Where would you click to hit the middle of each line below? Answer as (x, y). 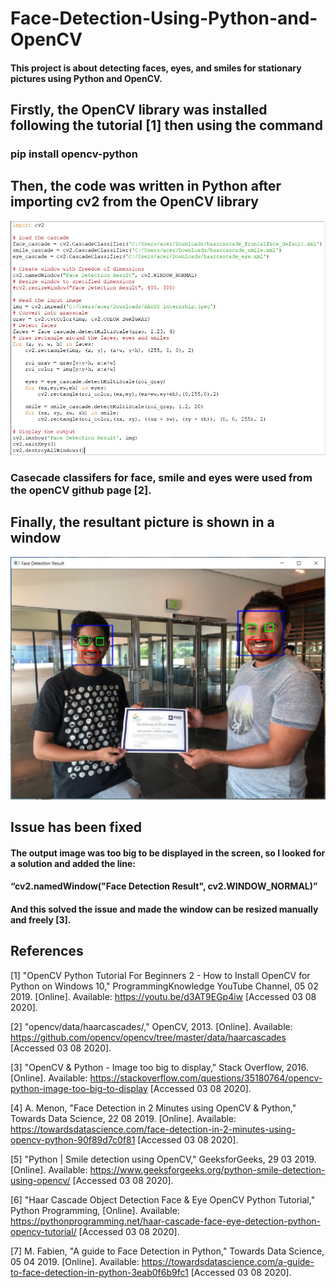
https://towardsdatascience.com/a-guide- (228, 1261)
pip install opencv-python (74, 154)
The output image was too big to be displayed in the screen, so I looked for (168, 853)
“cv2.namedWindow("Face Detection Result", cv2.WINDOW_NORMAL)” (164, 886)
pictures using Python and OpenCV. (86, 78)
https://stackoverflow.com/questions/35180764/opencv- (206, 1078)
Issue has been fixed (76, 827)
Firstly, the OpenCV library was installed (139, 110)
